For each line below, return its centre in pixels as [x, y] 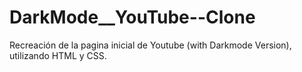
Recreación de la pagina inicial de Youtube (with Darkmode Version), [150, 45]
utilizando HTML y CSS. [58, 55]
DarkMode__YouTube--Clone [132, 17]
